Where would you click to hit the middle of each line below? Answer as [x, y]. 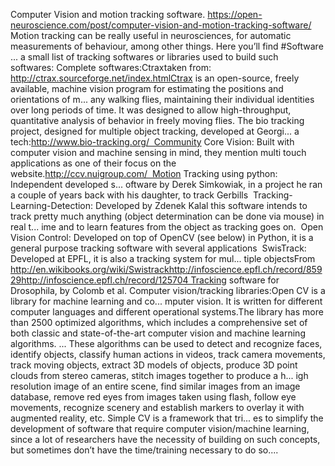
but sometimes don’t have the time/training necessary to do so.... [144, 450]
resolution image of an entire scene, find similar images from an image [155, 386]
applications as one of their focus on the [93, 163]
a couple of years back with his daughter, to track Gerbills [129, 195]
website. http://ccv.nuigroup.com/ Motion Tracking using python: [144, 173]
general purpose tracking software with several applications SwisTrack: [158, 248]
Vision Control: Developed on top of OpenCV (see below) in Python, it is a [162, 237]
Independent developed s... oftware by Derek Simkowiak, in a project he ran [166, 184]
